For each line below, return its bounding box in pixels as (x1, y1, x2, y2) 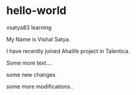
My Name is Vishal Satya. (6, 35, 71, 43)
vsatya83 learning (6, 24, 52, 31)
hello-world (6, 4, 67, 18)
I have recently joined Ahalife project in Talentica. (6, 47, 130, 55)
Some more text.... (6, 59, 53, 66)
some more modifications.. (6, 83, 74, 90)
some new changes (6, 71, 56, 78)
